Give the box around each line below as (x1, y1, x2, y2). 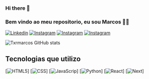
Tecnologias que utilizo (5, 55, 81, 63)
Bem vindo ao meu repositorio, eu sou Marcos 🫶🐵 (5, 18, 130, 25)
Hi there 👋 (5, 5, 31, 12)
